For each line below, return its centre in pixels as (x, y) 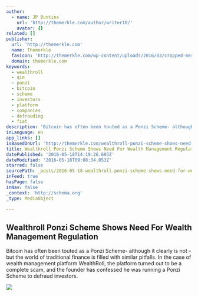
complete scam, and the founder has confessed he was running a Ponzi (93, 270)
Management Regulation (52, 237)
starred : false (25, 165)
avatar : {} (30, 28)
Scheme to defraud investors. (42, 276)
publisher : (19, 39)
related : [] (21, 34)
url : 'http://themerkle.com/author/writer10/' (75, 22)
